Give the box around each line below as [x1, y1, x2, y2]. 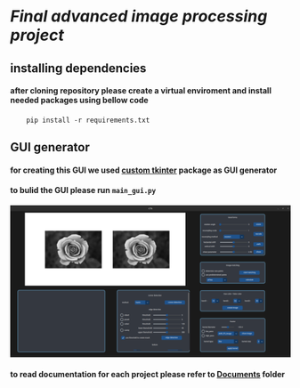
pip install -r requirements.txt [26, 116, 150, 125]
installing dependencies [10, 61, 147, 76]
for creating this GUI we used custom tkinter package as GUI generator [10, 165, 278, 175]
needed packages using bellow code [10, 95, 150, 106]
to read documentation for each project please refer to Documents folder [10, 369, 286, 380]
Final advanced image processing [10, 6, 268, 27]
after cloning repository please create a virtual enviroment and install [10, 85, 272, 96]
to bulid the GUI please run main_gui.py [10, 185, 157, 196]
